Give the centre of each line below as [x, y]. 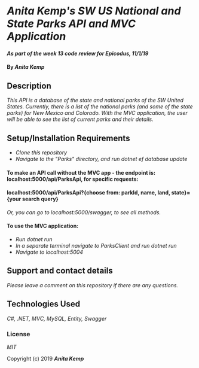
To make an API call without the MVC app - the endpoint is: [81, 172]
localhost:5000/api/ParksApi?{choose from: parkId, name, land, [89, 193]
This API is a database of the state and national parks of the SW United [95, 101]
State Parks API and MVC [71, 24]
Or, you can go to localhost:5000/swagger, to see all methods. [84, 212]
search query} [40, 199]
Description [29, 86]
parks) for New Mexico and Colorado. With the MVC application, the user [97, 113]
